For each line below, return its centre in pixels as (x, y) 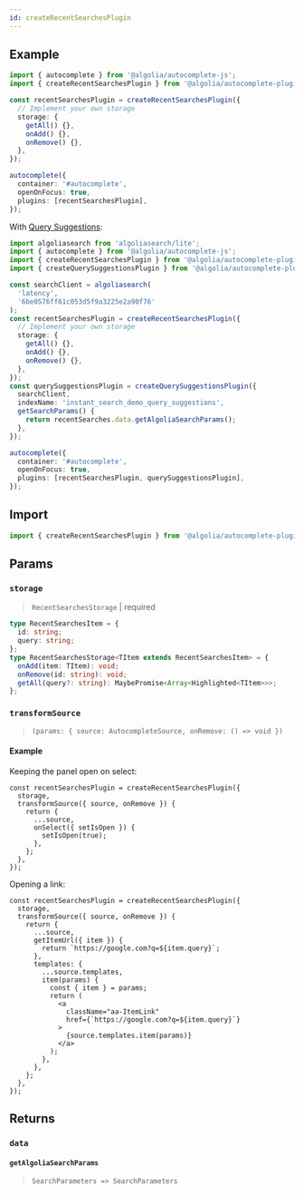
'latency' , (38, 293)
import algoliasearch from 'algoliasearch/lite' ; (105, 243)
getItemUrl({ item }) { (78, 940)
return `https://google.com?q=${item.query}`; (131, 948)
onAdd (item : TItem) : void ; (68, 666)
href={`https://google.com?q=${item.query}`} (154, 1019)
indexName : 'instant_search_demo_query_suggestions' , (121, 403)
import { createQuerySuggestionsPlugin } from (99, 268)
